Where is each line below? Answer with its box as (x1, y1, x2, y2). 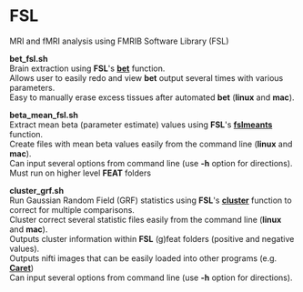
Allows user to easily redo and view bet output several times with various (9, 72, 284, 83)
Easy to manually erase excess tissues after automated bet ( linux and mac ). (9, 92, 295, 103)
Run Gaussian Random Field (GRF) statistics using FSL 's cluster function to (9, 195, 293, 206)
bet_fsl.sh (9, 53, 48, 64)
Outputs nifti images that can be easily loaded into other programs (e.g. (9, 252, 278, 264)
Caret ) (9, 262, 35, 273)
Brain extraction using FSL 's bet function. (9, 63, 166, 74)
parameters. (9, 82, 56, 93)
